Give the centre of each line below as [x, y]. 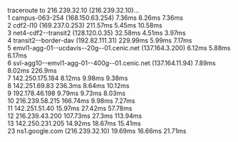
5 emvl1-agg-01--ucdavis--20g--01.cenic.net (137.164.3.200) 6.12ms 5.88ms [119, 48]
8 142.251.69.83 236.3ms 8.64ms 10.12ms [68, 86]
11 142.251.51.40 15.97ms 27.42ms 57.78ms [70, 108]
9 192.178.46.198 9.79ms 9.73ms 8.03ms [67, 93]
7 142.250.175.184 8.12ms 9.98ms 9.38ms [68, 78]
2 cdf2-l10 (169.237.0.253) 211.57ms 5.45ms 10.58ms [85, 25]
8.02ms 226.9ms [32, 71]
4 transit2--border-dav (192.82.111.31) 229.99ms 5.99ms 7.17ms [100, 40]
